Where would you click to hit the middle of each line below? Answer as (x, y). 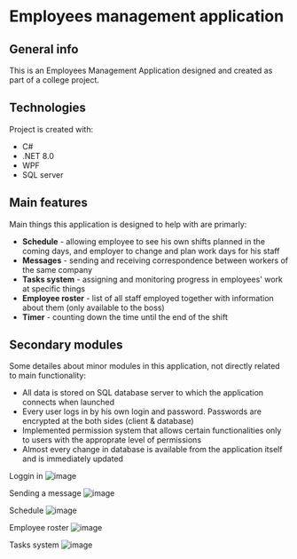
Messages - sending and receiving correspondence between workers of (155, 260)
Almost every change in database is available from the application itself (152, 450)
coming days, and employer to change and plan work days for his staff (151, 251)
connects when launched (68, 403)
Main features (49, 203)
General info (44, 49)
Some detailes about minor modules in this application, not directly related (145, 366)
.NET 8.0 (38, 156)
